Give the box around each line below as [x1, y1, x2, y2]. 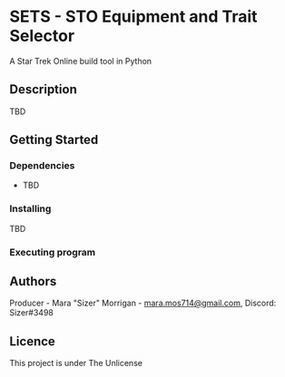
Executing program [9, 246, 96, 258]
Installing [9, 202, 52, 215]
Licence [9, 333, 56, 349]
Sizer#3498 [9, 307, 54, 318]
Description [9, 82, 77, 97]
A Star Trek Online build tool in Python [9, 55, 152, 66]
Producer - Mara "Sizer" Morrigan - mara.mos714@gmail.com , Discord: [9, 297, 277, 309]
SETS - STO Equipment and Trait [9, 6, 258, 27]
